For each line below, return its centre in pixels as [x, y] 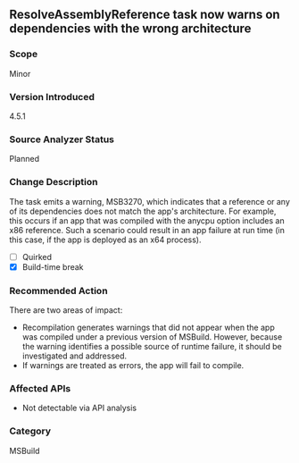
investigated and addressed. [75, 356]
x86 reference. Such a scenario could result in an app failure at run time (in [147, 230]
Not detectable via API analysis [79, 408]
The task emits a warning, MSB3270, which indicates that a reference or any [149, 201]
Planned [25, 159]
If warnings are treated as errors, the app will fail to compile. [133, 365]
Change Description [54, 182]
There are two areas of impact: [66, 310]
